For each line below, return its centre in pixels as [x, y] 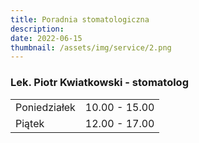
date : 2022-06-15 [46, 38]
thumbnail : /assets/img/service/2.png [91, 47]
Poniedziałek [45, 107]
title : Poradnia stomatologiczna [80, 19]
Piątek [30, 123]
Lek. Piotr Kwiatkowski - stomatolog [99, 83]
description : [37, 29]
